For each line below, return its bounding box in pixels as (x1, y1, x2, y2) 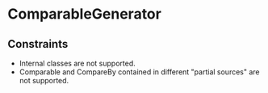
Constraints (7, 37, 69, 51)
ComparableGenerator (7, 5, 162, 23)
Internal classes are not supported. (19, 58, 136, 68)
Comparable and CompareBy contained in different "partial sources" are (19, 67, 260, 77)
